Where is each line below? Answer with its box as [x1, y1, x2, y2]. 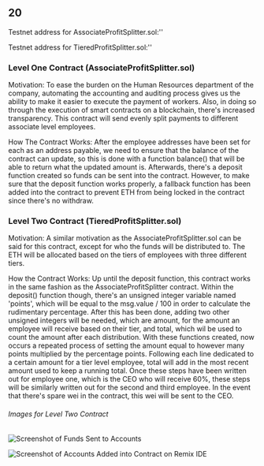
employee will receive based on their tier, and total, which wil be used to [8, 324, 243, 334]
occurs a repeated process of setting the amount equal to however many [8, 341, 245, 350]
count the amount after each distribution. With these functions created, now [8, 333, 255, 342]
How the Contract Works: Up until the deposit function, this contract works [8, 274, 251, 283]
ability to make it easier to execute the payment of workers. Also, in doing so [8, 97, 257, 106]
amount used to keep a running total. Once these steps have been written [8, 366, 247, 375]
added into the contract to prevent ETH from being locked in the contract [8, 188, 245, 197]
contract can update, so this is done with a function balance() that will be [8, 154, 245, 164]
